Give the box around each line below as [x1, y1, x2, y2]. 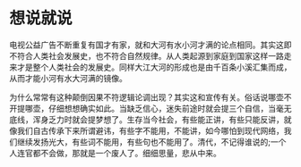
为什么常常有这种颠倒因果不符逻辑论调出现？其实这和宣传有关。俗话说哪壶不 [9, 91, 292, 103]
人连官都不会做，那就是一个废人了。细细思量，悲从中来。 [9, 147, 221, 158]
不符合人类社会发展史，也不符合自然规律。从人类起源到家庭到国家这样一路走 [9, 50, 292, 61]
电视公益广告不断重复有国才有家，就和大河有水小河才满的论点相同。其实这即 [9, 39, 292, 50]
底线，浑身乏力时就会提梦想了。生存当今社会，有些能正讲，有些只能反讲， [9, 113, 284, 125]
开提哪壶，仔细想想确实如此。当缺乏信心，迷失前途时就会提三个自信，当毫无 [9, 103, 292, 113]
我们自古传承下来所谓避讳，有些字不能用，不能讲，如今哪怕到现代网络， [16, 125, 284, 136]
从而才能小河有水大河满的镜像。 [9, 72, 127, 83]
